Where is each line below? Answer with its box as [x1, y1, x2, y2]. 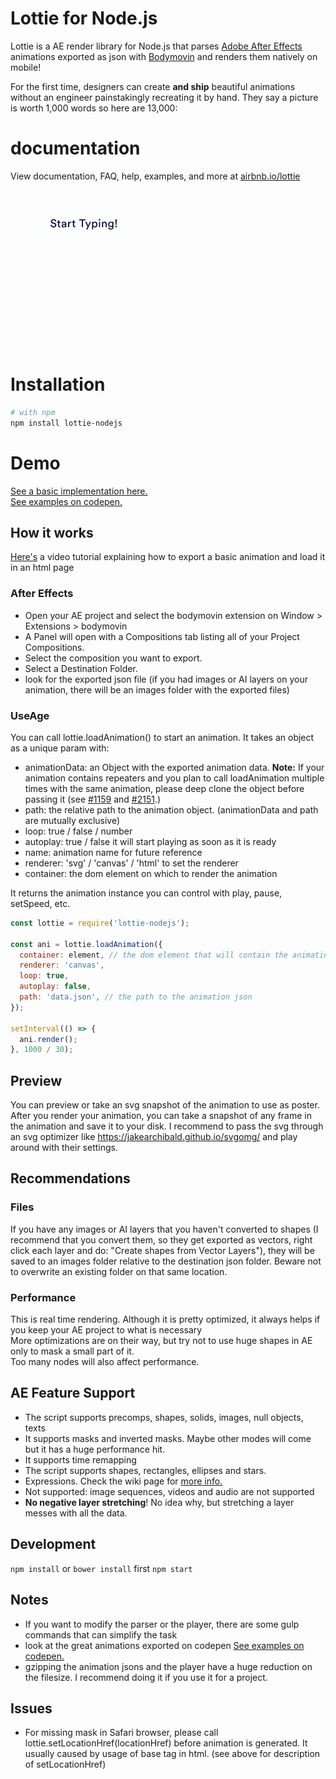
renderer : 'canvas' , [19, 960, 105, 971]
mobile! [10, 61, 42, 73]
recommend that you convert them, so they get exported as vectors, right [10, 1233, 313, 1246]
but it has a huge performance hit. [24, 1443, 166, 1455]
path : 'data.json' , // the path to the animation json [19, 992, 253, 1002]
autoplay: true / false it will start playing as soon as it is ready [24, 835, 277, 847]
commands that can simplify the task [24, 1628, 178, 1641]
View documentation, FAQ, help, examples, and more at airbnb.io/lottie [10, 170, 301, 182]
